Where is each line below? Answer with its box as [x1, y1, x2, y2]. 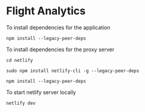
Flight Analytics [6, 4, 86, 18]
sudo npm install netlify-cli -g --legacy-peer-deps [6, 67, 140, 74]
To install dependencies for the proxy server [6, 46, 115, 53]
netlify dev [6, 100, 36, 106]
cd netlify [6, 57, 33, 63]
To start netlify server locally [6, 88, 76, 96]
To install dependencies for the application [6, 24, 111, 31]
